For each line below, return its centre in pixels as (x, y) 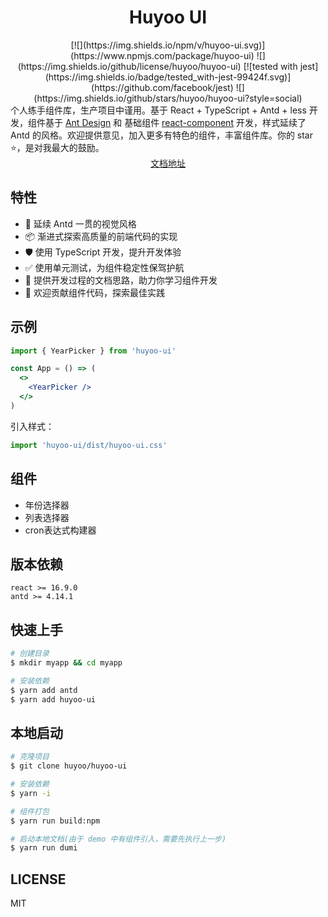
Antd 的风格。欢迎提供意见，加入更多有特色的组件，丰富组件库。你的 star (161, 135)
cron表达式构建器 (60, 530)
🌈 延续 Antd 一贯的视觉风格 (80, 223)
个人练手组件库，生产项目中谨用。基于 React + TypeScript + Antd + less (158, 110)
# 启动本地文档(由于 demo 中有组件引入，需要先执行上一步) (118, 839)
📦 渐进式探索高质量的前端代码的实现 (101, 236)
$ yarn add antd (44, 690)
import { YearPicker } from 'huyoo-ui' (93, 351)
